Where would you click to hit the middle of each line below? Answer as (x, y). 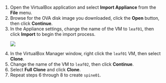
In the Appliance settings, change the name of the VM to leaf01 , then (82, 29)
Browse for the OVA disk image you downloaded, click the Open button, (85, 18)
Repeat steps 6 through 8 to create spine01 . (56, 75)
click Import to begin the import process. (53, 34)
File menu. (21, 13)
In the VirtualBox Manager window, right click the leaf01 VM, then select (85, 53)
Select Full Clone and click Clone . (45, 70)
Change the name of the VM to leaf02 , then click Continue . (72, 64)
